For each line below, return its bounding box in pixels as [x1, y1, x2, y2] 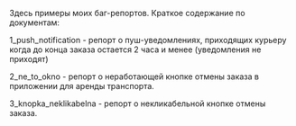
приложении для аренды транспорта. [9, 81, 155, 91]
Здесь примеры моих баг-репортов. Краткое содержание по [9, 8, 245, 18]
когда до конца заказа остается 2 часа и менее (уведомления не [9, 44, 262, 55]
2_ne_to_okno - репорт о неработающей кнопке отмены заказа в [9, 71, 260, 82]
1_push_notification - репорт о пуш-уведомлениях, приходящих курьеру [9, 35, 287, 45]
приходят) [9, 54, 49, 64]
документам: [9, 17, 60, 28]
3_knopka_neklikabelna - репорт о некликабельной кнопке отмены [9, 98, 266, 109]
